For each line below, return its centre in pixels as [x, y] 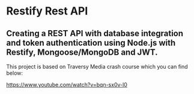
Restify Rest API [47, 11]
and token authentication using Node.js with [91, 42]
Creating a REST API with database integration [95, 33]
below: [14, 73]
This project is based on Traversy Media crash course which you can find [97, 67]
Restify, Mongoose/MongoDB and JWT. [82, 52]
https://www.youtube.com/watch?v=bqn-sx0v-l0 [67, 85]
